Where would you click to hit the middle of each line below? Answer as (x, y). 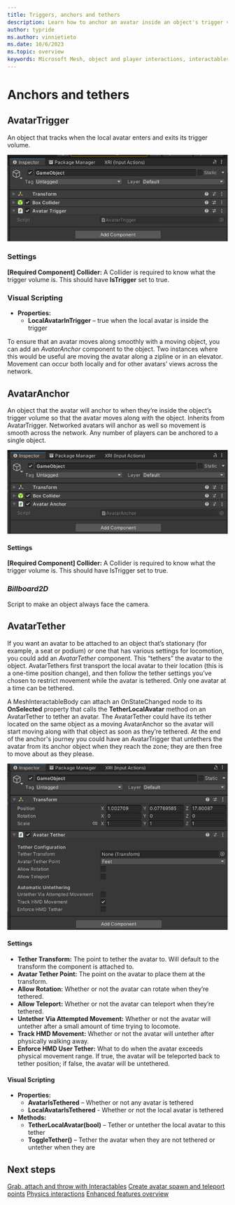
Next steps (31, 1170)
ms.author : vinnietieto (42, 37)
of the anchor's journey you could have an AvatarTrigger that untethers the (115, 739)
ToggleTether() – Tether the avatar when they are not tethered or (121, 1140)
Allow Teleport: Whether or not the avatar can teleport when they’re (116, 1004)
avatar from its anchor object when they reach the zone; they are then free (115, 746)
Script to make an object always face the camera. (79, 604)
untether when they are (62, 1147)
